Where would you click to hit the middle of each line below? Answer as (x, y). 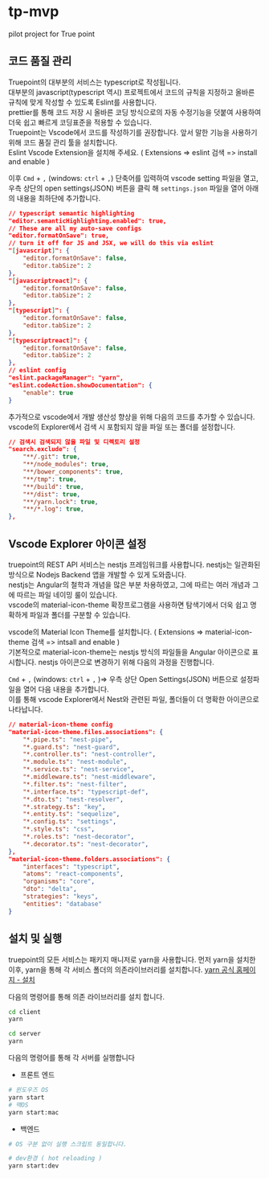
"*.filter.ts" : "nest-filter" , (75, 784)
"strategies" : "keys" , (61, 897)
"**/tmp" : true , (50, 479)
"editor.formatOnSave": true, (59, 236)
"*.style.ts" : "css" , (59, 829)
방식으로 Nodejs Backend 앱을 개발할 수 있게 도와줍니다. (98, 574)
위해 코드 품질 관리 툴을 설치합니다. (63, 142)
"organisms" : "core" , (59, 882)
